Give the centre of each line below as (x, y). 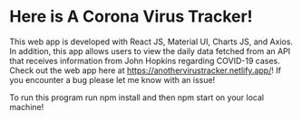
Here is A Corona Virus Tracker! (131, 17)
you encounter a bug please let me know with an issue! (112, 79)
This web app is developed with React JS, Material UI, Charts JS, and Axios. (151, 42)
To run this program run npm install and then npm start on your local (137, 97)
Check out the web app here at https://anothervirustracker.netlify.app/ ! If (145, 70)
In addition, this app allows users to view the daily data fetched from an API (150, 51)
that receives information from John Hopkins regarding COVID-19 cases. (145, 60)
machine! (27, 106)
